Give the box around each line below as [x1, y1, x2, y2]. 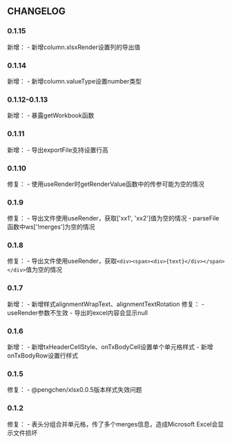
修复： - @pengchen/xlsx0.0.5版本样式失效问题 [7, 386, 143, 394]
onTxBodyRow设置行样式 [7, 352, 79, 360]
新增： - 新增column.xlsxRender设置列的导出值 [7, 43, 141, 51]
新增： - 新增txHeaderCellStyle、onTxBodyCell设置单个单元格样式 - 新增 [7, 343, 213, 351]
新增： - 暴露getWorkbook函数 [7, 111, 95, 120]
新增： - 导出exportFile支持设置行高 [7, 145, 109, 154]
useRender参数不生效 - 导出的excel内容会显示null [7, 308, 148, 317]
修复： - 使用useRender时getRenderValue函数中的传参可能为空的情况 [7, 180, 205, 188]
